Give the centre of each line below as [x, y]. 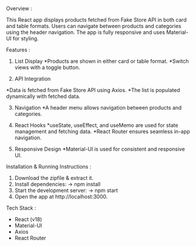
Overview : [19, 8]
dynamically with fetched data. [43, 96]
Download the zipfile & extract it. [54, 178]
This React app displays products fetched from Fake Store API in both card [96, 20]
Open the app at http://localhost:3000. [61, 197]
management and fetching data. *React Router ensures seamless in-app [102, 131]
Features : [18, 50]
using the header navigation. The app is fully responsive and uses [86, 32]
